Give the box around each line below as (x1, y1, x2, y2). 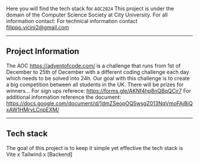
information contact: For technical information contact (6, 18, 138, 24)
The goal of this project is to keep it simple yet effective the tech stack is (6, 144, 184, 151)
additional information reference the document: (6, 93, 121, 100)
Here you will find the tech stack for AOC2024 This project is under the (6, 5, 174, 12)
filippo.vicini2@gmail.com (6, 24, 69, 31)
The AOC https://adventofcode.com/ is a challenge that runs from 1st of (6, 62, 181, 69)
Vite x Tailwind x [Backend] (6, 151, 73, 158)
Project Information (6, 47, 79, 57)
